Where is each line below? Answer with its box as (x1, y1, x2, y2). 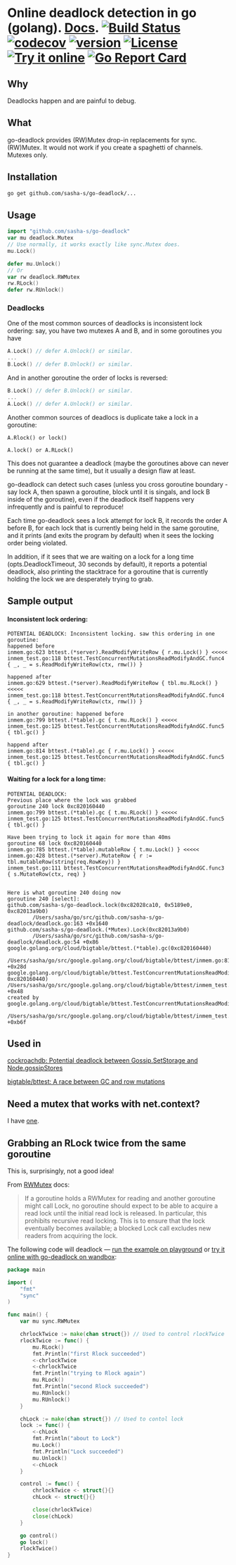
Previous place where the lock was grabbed (7, 796, 137, 804)
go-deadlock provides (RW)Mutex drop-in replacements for (7, 135, 180, 144)
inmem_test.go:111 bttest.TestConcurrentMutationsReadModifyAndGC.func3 (7, 865, 225, 872)
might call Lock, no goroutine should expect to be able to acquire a (24, 1201, 218, 1210)
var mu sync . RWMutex (20, 1318, 80, 1325)
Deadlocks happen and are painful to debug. (7, 97, 136, 105)
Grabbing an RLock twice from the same (7, 1137, 186, 1149)
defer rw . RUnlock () (7, 287, 65, 294)
